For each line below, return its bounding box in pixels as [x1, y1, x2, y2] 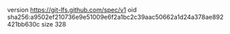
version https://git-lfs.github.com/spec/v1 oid [7, 6, 137, 14]
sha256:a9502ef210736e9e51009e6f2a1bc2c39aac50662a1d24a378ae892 [7, 13, 224, 21]
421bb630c [7, 20, 40, 28]
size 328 [41, 20, 66, 28]
